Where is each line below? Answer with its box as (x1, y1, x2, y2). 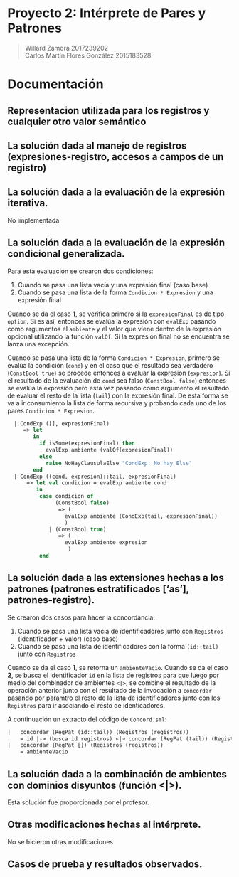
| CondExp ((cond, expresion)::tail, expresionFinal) (14, 473, 176, 480)
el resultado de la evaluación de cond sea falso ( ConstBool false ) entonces (7, 376, 226, 385)
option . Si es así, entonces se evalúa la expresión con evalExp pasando (7, 317, 216, 325)
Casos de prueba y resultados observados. (7, 859, 203, 871)
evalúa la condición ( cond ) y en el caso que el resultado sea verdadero (7, 361, 213, 369)
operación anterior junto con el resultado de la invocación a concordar (7, 686, 212, 694)
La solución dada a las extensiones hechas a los (7, 572, 224, 584)
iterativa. (7, 197, 48, 209)
